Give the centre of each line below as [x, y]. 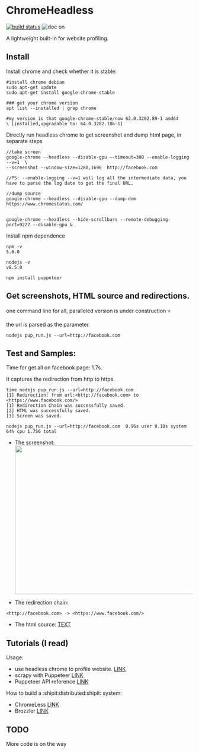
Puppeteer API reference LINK [52, 682]
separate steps [24, 141]
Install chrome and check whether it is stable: [62, 71]
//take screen [24, 152]
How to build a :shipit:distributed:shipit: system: [64, 693]
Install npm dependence [36, 236]
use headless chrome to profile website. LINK [70, 669]
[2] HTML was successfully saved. [49, 411]
